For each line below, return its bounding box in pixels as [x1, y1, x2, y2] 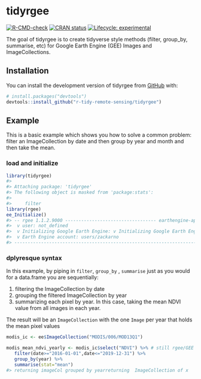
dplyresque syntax [6, 254, 62, 262]
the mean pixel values [6, 323, 60, 330]
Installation [6, 66, 49, 76]
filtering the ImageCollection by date [14, 285, 105, 293]
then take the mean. [6, 144, 56, 151]
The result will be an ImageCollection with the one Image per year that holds [6, 316, 193, 323]
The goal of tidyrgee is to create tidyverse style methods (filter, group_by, [6, 35, 188, 43]
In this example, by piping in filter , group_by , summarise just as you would [6, 267, 190, 275]
